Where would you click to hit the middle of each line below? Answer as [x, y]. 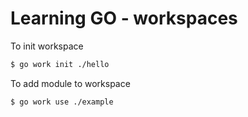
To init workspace [47, 46]
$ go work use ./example [62, 102]
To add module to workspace [70, 83]
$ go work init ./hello [60, 64]
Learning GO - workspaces [124, 18]
